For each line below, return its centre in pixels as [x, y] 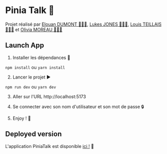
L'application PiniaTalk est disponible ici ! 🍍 [50, 146]
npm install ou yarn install [35, 67]
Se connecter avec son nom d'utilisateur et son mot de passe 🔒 [78, 106]
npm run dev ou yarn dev [31, 87]
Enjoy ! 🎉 [22, 118]
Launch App [25, 46]
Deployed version [34, 134]
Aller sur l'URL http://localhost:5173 [49, 96]
